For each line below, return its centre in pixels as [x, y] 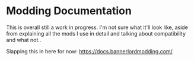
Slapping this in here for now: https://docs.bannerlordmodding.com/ [90, 51]
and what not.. [24, 40]
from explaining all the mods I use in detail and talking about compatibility [96, 33]
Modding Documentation [69, 11]
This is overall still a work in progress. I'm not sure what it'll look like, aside [97, 27]
